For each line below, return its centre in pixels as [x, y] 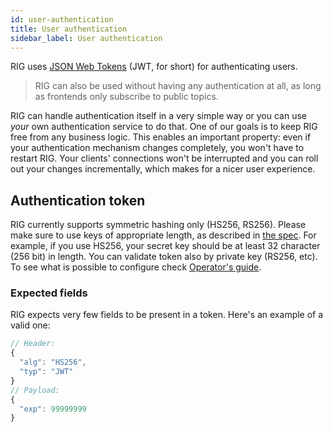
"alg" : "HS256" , [53, 362]
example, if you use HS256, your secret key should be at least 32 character [165, 246]
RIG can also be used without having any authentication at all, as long [178, 86]
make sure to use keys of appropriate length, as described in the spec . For [163, 235]
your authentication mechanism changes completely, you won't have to [157, 148]
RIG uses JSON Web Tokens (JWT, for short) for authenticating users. [154, 67]
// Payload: [35, 390]
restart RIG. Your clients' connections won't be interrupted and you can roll [164, 158]
